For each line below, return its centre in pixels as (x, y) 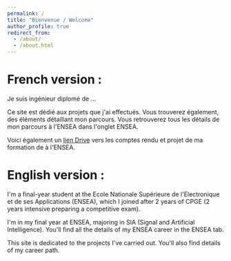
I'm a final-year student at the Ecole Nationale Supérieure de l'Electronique (113, 194)
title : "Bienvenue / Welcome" (51, 20)
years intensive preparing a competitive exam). (74, 209)
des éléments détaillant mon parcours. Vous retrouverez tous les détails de (113, 119)
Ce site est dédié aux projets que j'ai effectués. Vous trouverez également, (113, 112)
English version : (56, 175)
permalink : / (26, 13)
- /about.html (33, 45)
